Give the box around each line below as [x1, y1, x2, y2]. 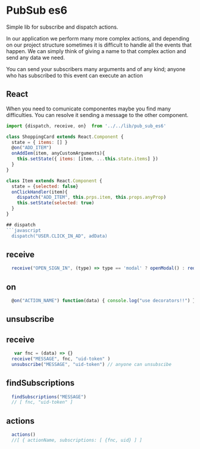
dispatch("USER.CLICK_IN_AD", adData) [11, 233, 108, 239]
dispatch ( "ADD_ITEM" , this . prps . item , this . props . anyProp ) [17, 195, 167, 201]
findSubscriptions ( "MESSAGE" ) [11, 393, 86, 400]
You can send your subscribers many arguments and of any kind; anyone [6, 65, 186, 72]
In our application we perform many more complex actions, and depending [6, 35, 189, 42]
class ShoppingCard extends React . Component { [6, 134, 124, 140]
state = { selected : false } [11, 183, 79, 189]
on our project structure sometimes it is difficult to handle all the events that [6, 41, 192, 48]
